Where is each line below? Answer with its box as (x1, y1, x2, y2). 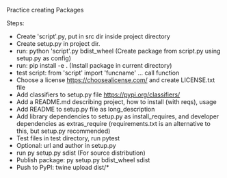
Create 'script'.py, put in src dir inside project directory (16, 32, 170, 40)
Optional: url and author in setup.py (16, 142, 117, 149)
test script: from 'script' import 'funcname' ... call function (16, 68, 180, 77)
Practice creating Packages (6, 6, 84, 14)
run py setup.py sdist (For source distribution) (16, 149, 146, 157)
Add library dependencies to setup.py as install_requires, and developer (16, 112, 219, 120)
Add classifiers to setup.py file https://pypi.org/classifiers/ (16, 90, 181, 99)
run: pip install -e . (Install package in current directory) (16, 62, 172, 69)
